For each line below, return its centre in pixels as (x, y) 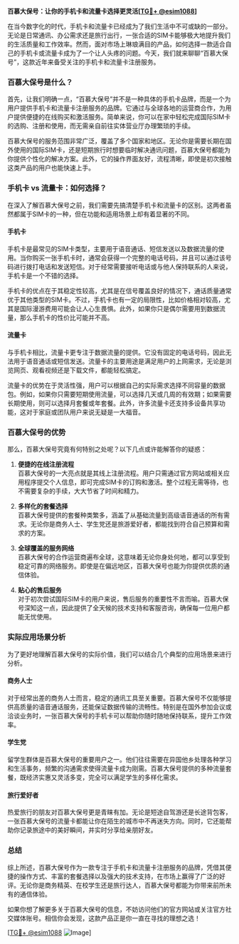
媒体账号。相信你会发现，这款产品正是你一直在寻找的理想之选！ (107, 918)
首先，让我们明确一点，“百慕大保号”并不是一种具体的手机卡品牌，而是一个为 (119, 99)
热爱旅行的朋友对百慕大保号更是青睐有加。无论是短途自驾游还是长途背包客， (119, 812)
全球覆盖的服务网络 (46, 548)
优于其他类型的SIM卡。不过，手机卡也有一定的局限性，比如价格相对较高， (116, 300)
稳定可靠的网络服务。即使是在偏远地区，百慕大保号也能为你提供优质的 (121, 566)
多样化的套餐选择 (43, 507)
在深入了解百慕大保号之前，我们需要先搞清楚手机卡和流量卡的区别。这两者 (116, 205)
